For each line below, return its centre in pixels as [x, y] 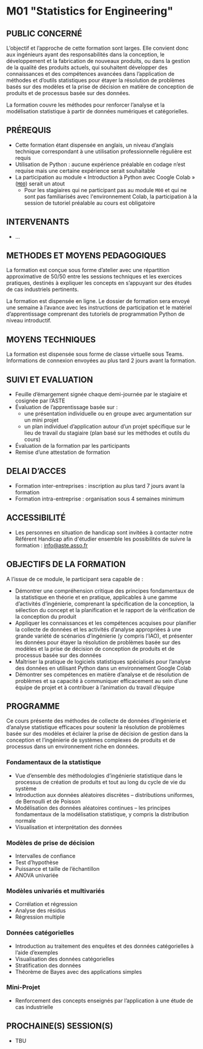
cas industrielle [34, 1007]
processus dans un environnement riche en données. [73, 747]
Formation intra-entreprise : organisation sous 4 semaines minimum [100, 499]
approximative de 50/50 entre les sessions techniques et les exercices [94, 276]
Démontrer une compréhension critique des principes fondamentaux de [105, 591]
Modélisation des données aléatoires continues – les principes [93, 808]
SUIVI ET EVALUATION [50, 380]
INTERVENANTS [38, 222]
